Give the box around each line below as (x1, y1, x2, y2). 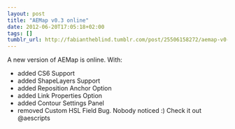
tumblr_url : (7, 36, 42, 43)
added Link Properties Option (17, 92, 103, 100)
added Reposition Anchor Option (17, 84, 112, 93)
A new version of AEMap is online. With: (7, 55, 122, 64)
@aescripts (17, 114, 50, 123)
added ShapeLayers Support (17, 76, 101, 85)
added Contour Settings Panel (17, 99, 105, 107)
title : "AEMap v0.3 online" (7, 17, 90, 24)
